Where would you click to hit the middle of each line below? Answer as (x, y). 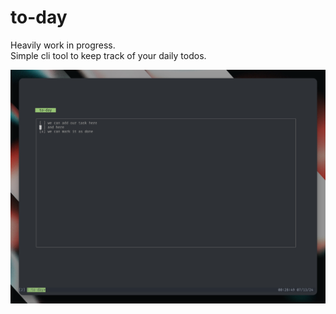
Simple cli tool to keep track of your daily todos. (108, 55)
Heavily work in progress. (63, 45)
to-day (39, 17)
